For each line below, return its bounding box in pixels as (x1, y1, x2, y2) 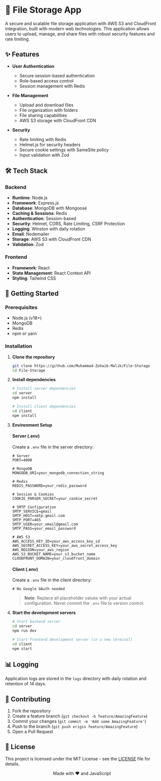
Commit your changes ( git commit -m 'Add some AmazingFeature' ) (12, 719, 146, 724)
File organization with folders (19, 107, 78, 113)
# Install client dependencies (12, 404, 76, 409)
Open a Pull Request (12, 729, 54, 734)
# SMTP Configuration (12, 505, 56, 510)
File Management (12, 92, 49, 98)
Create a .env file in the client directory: (12, 577, 92, 583)
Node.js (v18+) (12, 315, 42, 321)
